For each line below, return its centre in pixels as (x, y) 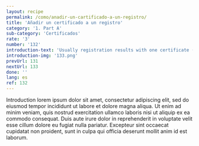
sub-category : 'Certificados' (44, 34)
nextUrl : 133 (22, 66)
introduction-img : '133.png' (42, 56)
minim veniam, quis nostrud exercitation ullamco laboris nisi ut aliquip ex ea (98, 112)
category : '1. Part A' (34, 28)
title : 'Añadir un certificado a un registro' (65, 22)
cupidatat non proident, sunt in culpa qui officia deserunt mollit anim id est (97, 131)
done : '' (17, 72)
